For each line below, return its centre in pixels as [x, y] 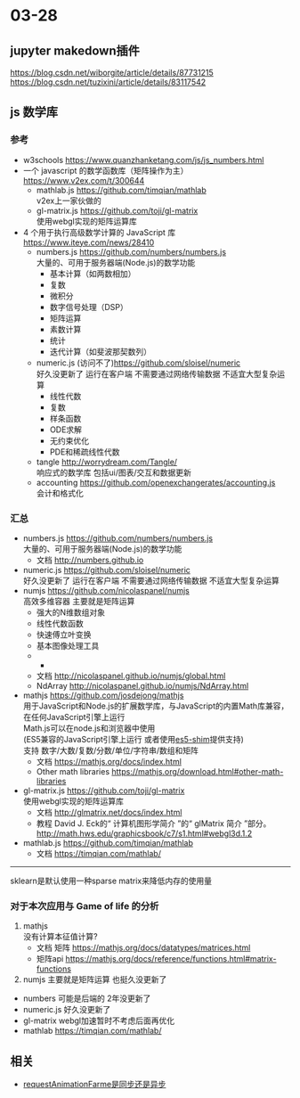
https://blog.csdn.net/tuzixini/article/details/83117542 [108, 82]
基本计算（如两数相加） [93, 274]
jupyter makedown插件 [75, 50]
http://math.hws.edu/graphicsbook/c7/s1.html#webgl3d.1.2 [144, 833]
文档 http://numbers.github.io [90, 560]
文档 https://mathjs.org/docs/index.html [109, 761]
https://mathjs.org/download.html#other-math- [198, 771]
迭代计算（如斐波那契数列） [101, 351]
